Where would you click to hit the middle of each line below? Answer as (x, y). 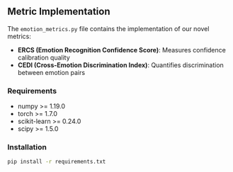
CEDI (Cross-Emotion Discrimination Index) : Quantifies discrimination (121, 65)
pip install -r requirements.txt (57, 162)
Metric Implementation (59, 12)
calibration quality (44, 57)
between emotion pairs (51, 72)
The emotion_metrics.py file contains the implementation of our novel (108, 28)
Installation (27, 147)
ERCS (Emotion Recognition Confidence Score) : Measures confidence (122, 50)
